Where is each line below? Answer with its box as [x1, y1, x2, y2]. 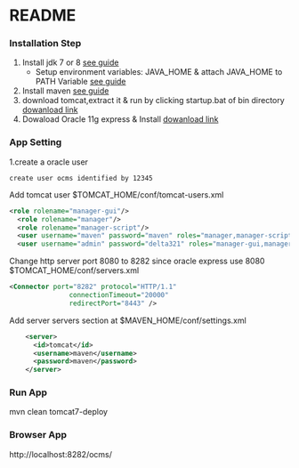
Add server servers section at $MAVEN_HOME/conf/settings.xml [9, 315, 246, 326]
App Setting [9, 136, 62, 149]
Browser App [9, 429, 68, 441]
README [9, 5, 77, 26]
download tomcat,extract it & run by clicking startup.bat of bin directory [21, 95, 285, 106]
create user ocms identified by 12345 [9, 173, 153, 182]
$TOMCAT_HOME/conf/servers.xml [9, 265, 140, 276]
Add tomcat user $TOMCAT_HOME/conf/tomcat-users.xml [9, 189, 224, 200]
